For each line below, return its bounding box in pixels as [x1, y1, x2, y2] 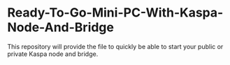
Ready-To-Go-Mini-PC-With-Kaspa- [7, 5, 224, 21]
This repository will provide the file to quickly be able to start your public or [7, 42, 224, 50]
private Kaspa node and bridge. [7, 50, 99, 58]
